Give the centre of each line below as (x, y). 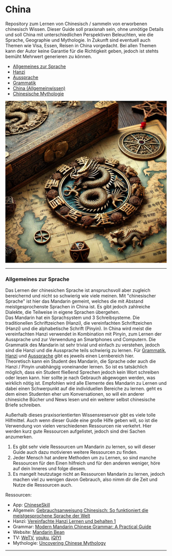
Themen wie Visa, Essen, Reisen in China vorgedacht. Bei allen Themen (81, 45)
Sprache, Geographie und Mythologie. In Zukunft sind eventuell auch (78, 40)
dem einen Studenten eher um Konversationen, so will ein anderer (75, 394)
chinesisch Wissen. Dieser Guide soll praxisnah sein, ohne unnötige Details (84, 29)
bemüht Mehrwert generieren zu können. (49, 56)
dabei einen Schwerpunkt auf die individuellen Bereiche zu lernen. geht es (84, 388)
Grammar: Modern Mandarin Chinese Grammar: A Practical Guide (82, 527)
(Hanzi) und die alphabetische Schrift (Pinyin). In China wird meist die (79, 329)
